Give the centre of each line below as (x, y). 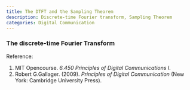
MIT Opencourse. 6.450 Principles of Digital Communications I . (93, 67)
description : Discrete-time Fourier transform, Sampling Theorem (89, 17)
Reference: (20, 56)
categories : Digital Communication (50, 22)
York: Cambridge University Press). (58, 80)
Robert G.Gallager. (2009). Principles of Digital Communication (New (99, 74)
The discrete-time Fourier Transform (61, 43)
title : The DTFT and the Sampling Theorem (60, 12)
